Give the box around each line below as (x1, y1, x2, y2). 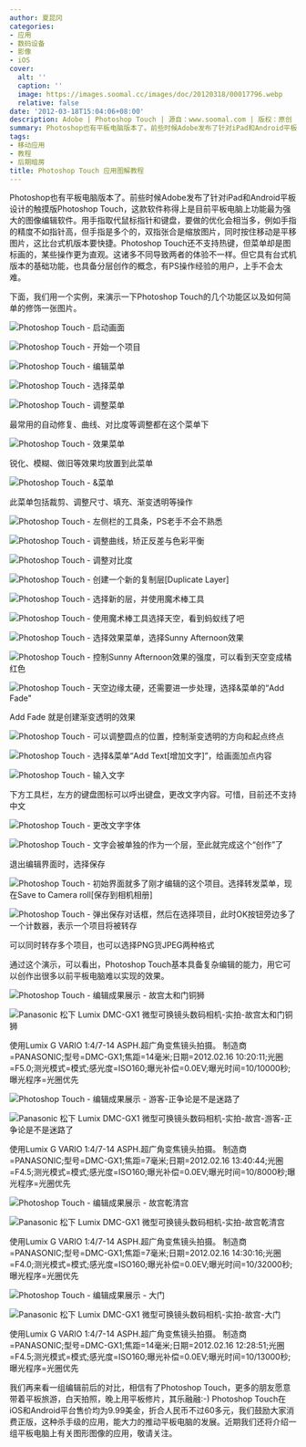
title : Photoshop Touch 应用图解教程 (9, 166, 145, 175)
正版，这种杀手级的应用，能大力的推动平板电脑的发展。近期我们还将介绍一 (16, 1416, 297, 1428)
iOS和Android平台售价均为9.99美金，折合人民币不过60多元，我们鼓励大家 (9, 1405, 287, 1416)
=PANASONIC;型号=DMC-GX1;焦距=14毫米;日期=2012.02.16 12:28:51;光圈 (9, 1340, 285, 1351)
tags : (9, 132, 30, 141)
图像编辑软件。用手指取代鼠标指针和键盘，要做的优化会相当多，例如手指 (25, 215, 297, 226)
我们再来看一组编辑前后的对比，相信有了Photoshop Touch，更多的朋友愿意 (9, 1382, 291, 1393)
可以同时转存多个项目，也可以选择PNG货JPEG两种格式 (9, 940, 215, 951)
